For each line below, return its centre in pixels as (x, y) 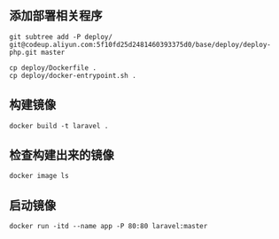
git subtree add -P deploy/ (61, 37)
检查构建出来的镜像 (62, 155)
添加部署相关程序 (56, 16)
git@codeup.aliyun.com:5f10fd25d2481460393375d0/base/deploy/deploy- (140, 44)
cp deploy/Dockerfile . (53, 68)
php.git (23, 52)
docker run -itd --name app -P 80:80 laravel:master (108, 227)
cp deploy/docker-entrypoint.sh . (73, 75)
